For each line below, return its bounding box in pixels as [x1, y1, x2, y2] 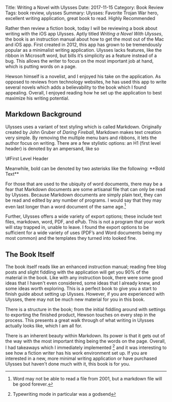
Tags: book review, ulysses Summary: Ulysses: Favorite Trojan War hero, [5, 10, 159, 16]
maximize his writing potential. [5, 95, 70, 101]
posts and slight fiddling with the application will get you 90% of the [5, 269, 149, 275]
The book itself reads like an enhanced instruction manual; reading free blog [5, 264, 166, 270]
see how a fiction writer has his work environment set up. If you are [5, 350, 147, 356]
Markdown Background [5, 110, 82, 119]
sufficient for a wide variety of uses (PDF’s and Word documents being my [5, 229, 162, 236]
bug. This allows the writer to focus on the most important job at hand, [5, 58, 154, 64]
